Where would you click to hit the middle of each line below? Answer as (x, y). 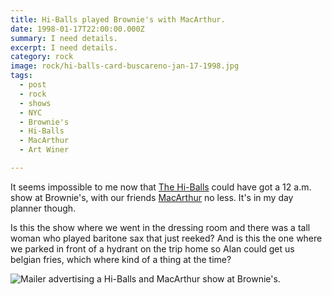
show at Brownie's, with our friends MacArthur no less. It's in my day (152, 197)
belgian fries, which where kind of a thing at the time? (121, 259)
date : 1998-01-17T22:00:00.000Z (77, 29)
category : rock (42, 57)
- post (33, 85)
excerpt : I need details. (64, 47)
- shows (35, 103)
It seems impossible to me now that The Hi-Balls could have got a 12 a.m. (161, 187)
